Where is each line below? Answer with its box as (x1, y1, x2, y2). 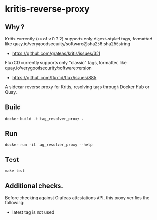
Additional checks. (5, 181, 63, 190)
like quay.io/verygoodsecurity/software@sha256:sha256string (5, 41, 131, 47)
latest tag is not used (12, 209, 55, 215)
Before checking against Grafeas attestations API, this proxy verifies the (5, 195, 150, 200)
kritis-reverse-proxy (5, 3, 90, 15)
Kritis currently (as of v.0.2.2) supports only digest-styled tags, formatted (5, 36, 153, 41)
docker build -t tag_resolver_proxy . (5, 116, 84, 121)
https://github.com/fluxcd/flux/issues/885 (12, 75, 97, 80)
